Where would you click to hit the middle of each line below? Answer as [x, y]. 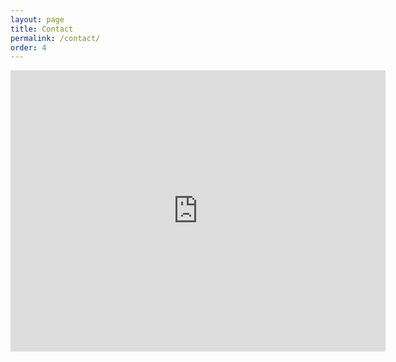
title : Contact [42, 29]
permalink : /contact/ [55, 38]
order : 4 [28, 47]
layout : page [37, 19]
